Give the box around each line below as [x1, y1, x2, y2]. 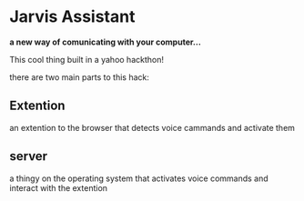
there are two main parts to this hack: [9, 71, 150, 83]
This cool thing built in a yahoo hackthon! [9, 54, 164, 65]
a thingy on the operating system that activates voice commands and [9, 173, 269, 184]
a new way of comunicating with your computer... [9, 36, 202, 47]
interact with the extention [9, 182, 107, 193]
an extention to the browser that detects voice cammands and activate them [9, 122, 296, 133]
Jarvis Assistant [9, 6, 136, 27]
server [9, 148, 48, 165]
